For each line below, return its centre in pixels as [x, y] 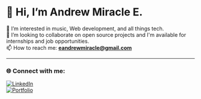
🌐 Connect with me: [36, 71]
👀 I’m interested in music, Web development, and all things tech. [85, 28]
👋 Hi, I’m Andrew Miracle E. [74, 12]
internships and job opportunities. [48, 41]
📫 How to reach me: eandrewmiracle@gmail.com [69, 47]
